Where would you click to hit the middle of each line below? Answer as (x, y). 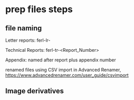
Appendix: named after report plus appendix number (61, 60)
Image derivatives (35, 91)
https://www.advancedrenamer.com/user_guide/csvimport (67, 75)
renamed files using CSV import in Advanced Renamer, (63, 70)
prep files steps (39, 9)
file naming (24, 28)
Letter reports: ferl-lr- (28, 40)
